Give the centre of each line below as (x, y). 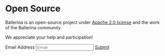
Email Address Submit (57, 47)
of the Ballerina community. (33, 27)
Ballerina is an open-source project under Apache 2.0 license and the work (82, 22)
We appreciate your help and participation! (49, 37)
